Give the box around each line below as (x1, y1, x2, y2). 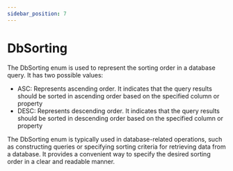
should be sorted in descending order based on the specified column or (17, 114, 224, 122)
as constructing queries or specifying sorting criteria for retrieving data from (7, 142, 226, 151)
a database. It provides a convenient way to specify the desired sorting (7, 149, 211, 158)
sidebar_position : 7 (7, 10, 67, 17)
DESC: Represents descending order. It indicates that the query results (17, 106, 220, 115)
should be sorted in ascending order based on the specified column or (17, 91, 220, 100)
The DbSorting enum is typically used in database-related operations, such (7, 135, 223, 143)
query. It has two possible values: (7, 70, 104, 79)
